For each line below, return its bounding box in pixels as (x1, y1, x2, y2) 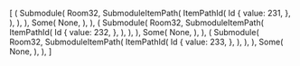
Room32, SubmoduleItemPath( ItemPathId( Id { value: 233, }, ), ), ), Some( (9, 36, 284, 47)
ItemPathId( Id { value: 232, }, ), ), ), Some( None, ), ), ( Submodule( (9, 27, 259, 37)
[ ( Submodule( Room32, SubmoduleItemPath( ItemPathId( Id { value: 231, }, (9, 8, 291, 18)
